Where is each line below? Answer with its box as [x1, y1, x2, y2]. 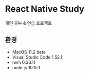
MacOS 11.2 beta [12, 49, 46, 55]
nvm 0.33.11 [12, 59, 36, 65]
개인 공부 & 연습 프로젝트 [5, 20, 52, 26]
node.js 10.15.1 [12, 64, 40, 70]
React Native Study [5, 3, 85, 15]
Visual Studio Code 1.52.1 [12, 54, 63, 60]
